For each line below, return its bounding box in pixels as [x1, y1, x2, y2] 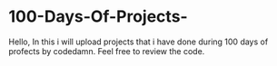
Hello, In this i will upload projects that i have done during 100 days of [8, 36, 269, 47]
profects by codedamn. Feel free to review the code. [8, 45, 205, 56]
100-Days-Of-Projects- [8, 6, 188, 27]
